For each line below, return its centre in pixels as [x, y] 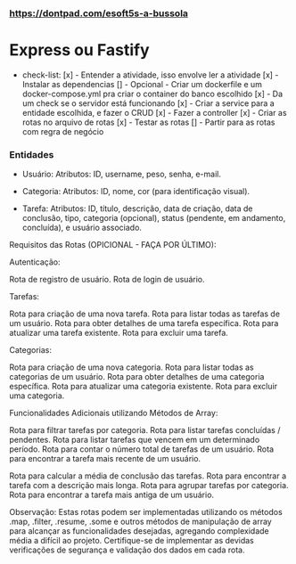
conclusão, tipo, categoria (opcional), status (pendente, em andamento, [154, 218]
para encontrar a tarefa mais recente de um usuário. [105, 459]
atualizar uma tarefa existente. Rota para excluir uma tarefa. [119, 333]
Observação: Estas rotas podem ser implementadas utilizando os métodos [146, 512]
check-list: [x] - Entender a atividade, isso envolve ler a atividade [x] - [150, 75]
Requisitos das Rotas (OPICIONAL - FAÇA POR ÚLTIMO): [113, 245]
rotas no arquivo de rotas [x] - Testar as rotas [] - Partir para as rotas [148, 122]
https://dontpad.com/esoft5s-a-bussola [99, 13]
